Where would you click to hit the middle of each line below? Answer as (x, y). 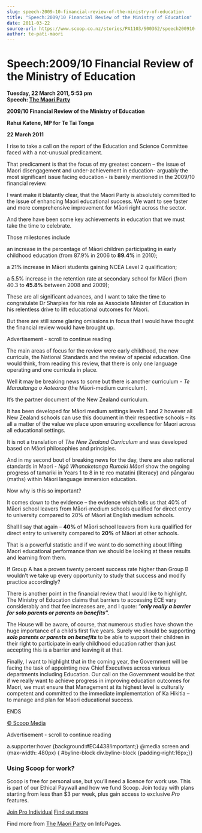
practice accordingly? (34, 582)
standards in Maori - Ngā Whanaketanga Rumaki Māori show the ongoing (98, 467)
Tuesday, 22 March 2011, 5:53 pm (49, 93)
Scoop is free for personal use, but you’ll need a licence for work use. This (99, 781)
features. (18, 801)
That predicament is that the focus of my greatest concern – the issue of (96, 164)
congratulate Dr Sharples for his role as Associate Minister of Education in (98, 303)
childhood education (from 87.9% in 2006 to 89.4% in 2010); (82, 255)
